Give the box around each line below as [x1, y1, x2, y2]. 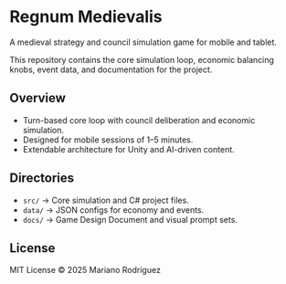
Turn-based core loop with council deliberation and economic [22, 114, 256, 125]
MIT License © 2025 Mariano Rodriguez [9, 265, 162, 276]
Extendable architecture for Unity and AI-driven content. [22, 143, 235, 154]
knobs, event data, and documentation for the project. [9, 64, 213, 75]
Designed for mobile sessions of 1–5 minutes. [22, 134, 194, 145]
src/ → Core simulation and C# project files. [22, 195, 189, 205]
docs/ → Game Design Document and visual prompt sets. [22, 214, 238, 225]
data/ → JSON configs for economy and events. [22, 204, 205, 216]
